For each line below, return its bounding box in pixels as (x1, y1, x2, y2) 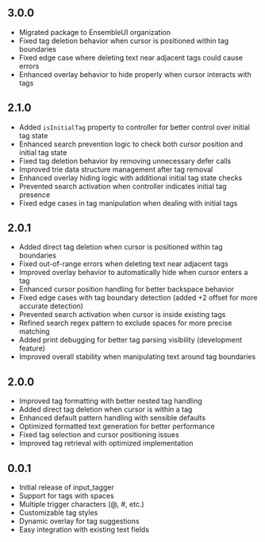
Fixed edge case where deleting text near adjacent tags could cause (18, 52, 244, 62)
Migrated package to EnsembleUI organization (18, 27, 171, 37)
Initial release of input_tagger (18, 482, 114, 492)
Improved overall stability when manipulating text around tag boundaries (18, 352, 256, 362)
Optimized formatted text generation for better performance (18, 421, 215, 432)
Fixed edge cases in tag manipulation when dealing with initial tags (18, 198, 238, 207)
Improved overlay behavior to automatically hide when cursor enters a (18, 268, 248, 277)
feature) (18, 343, 45, 353)
